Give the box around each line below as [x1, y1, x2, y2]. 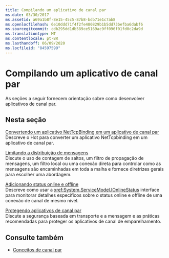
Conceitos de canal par [12, 247, 62, 253]
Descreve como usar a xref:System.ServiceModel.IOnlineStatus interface [5, 187, 160, 193]
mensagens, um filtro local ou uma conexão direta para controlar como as [5, 160, 161, 167]
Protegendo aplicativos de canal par [5, 207, 82, 214]
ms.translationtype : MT [5, 31, 56, 36]
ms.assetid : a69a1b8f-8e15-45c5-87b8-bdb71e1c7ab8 [5, 17, 116, 22]
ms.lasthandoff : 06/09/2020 [5, 41, 66, 46]
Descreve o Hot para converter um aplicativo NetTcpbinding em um [5, 134, 147, 140]
